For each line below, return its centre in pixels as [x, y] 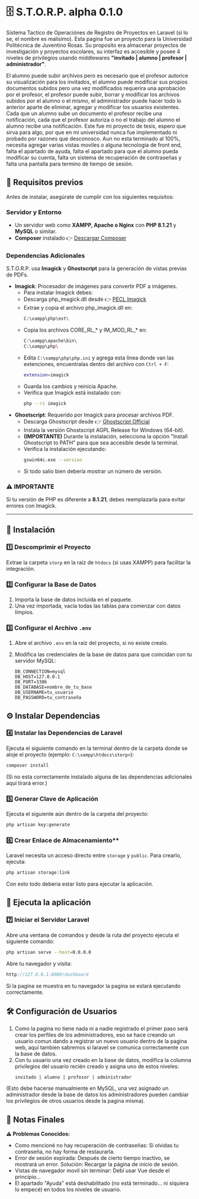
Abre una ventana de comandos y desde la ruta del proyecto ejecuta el [93, 935]
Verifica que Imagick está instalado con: [72, 392]
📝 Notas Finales [36, 1120]
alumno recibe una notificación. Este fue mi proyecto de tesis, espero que [96, 126]
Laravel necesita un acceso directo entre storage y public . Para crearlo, [94, 855]
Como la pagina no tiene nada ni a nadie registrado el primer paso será [101, 1029]
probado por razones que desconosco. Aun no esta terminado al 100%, [93, 138]
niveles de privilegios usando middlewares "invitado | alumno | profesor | [97, 58]
